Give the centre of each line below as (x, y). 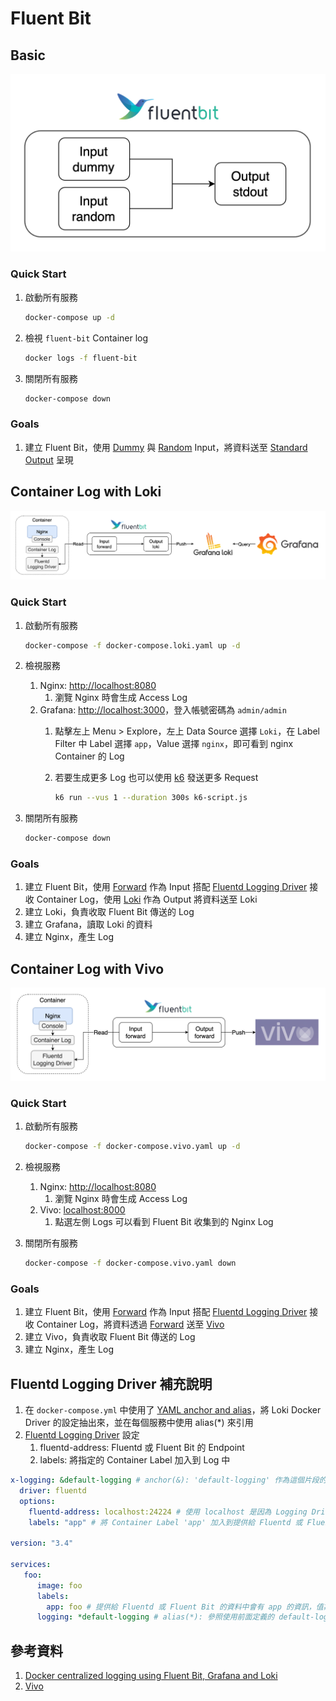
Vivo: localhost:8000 (82, 1210)
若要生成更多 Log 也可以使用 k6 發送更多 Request (156, 778)
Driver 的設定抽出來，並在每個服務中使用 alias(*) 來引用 (139, 1423)
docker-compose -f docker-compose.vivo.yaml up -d (132, 1147)
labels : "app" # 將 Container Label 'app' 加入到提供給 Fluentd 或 (165, 1522)
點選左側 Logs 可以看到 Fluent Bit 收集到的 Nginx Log (164, 1222)
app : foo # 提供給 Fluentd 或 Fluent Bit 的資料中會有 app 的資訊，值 (185, 1607)
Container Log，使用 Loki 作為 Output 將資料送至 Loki (147, 899)
